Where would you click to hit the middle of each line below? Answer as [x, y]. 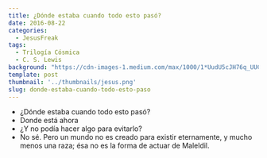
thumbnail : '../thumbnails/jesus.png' [72, 82]
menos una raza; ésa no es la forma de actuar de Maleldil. [114, 146]
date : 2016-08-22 [37, 23]
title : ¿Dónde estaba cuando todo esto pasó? [85, 15]
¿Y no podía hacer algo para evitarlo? [81, 129]
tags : [17, 45]
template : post [33, 75]
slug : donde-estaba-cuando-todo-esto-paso [79, 89]
